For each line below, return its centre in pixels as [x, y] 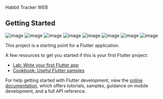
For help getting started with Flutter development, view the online [74, 80]
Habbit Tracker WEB [27, 7]
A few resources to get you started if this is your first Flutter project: [77, 55]
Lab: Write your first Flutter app [46, 65]
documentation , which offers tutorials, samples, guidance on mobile [77, 85]
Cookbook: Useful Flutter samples [49, 70]
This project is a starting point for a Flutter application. [62, 45]
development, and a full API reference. [46, 91]
